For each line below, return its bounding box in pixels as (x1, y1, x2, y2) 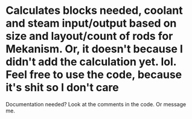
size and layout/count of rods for (5, 30, 173, 43)
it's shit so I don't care (5, 81, 119, 94)
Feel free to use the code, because (5, 68, 182, 82)
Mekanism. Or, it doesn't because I (5, 42, 184, 56)
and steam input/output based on (5, 16, 177, 30)
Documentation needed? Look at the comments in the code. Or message (5, 100, 187, 108)
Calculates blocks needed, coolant (5, 4, 183, 18)
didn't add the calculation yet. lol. (5, 55, 177, 69)
